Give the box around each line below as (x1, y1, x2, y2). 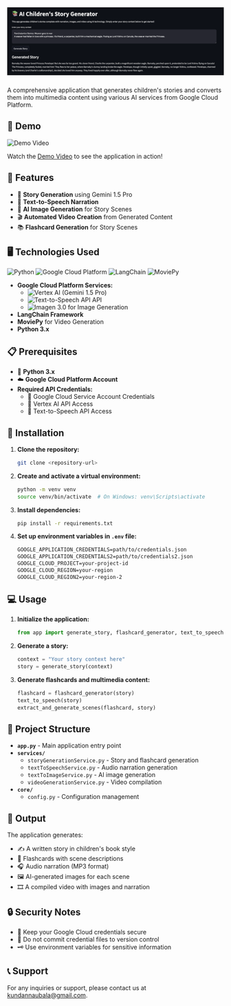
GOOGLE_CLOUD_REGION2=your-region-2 (16, 574, 122, 581)
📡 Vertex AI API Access (27, 400, 93, 408)
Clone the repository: (16, 445, 80, 453)
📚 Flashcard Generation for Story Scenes (16, 223, 138, 231)
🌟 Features (7, 172, 54, 184)
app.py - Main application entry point (16, 741, 122, 750)
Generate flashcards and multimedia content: (16, 675, 150, 684)
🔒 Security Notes (7, 906, 81, 918)
